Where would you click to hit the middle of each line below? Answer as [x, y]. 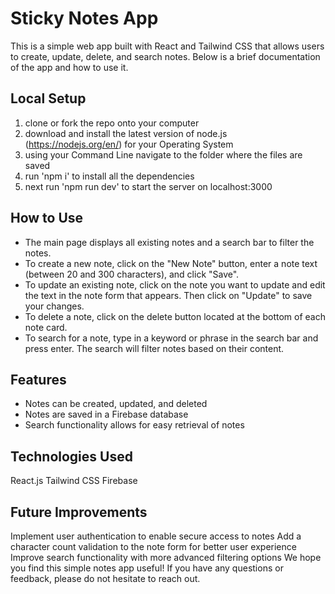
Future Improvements [79, 512]
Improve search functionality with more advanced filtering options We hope [166, 557]
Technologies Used [71, 456]
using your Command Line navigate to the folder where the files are [163, 154]
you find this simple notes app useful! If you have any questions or [147, 568]
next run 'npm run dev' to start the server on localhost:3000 [148, 186]
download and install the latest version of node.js [126, 133]
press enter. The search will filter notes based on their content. [154, 348]
